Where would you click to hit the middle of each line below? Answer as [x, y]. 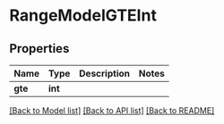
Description [104, 74]
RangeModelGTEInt [83, 16]
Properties [39, 49]
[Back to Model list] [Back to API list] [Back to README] [112, 111]
